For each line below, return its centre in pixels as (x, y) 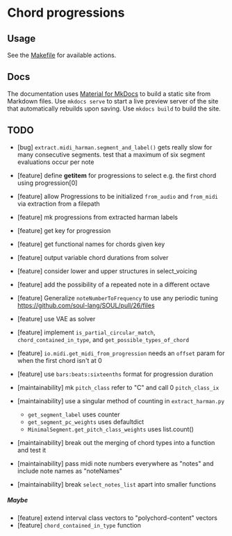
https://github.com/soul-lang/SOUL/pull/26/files (86, 305)
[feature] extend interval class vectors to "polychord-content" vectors (117, 518)
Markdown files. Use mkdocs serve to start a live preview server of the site (113, 101)
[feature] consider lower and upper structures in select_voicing (107, 271)
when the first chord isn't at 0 (59, 360)
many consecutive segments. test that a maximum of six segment (111, 154)
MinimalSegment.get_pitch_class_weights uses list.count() (111, 429)
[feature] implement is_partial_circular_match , (86, 332)
